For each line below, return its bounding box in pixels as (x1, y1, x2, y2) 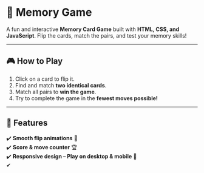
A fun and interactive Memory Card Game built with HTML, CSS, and (6, 25, 180, 33)
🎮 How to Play (6, 56, 63, 66)
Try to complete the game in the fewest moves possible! (15, 94, 158, 102)
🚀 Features (6, 118, 48, 128)
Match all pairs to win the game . (15, 88, 97, 95)
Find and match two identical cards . (15, 81, 107, 89)
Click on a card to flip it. (15, 75, 75, 83)
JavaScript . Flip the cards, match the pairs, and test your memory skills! (6, 32, 187, 39)
